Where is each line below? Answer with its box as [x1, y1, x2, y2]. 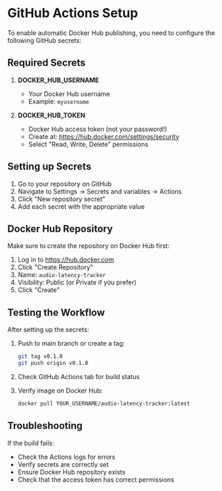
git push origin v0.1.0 [17, 360, 89, 367]
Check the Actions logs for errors [17, 453, 116, 461]
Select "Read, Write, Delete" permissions [28, 140, 149, 148]
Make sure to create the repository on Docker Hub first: [7, 242, 170, 250]
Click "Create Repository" [17, 263, 94, 272]
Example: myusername [28, 97, 90, 105]
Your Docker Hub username [28, 89, 110, 98]
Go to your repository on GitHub [17, 180, 112, 188]
